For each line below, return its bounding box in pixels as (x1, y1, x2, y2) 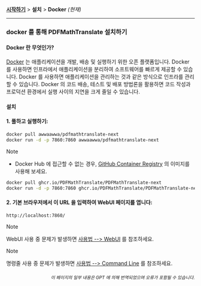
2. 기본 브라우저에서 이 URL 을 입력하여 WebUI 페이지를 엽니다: (6, 199, 153, 206)
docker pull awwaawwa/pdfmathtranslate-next (6, 131, 119, 137)
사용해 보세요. (14, 168, 48, 175)
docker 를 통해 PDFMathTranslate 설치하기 (6, 28, 127, 36)
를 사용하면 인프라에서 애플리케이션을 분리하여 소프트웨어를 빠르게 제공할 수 (6, 66, 182, 73)
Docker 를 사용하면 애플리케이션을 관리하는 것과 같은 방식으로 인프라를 (19, 73, 184, 80)
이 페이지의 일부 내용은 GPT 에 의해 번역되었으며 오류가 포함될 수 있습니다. (50, 275, 195, 281)
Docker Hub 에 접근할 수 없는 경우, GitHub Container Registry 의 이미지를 (14, 160, 190, 167)
